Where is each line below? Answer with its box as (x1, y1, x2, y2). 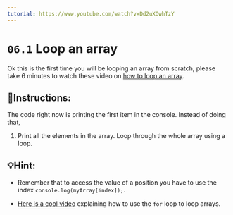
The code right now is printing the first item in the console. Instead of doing (7, 111, 227, 119)
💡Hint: (7, 159, 36, 171)
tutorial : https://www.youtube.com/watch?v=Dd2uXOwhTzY (7, 10, 175, 18)
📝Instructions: (7, 92, 72, 104)
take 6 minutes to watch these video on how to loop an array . (7, 71, 184, 80)
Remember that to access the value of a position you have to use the (17, 178, 217, 187)
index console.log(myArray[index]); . (17, 186, 125, 195)
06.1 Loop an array (7, 40, 118, 56)
